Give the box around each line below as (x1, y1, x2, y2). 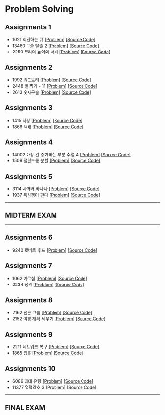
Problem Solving (5, 3, 74, 15)
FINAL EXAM (5, 403, 46, 412)
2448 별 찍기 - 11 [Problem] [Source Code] (12, 83, 98, 89)
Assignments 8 (5, 296, 53, 305)
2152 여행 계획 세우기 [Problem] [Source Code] (12, 315, 106, 322)
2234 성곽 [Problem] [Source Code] (12, 281, 84, 287)
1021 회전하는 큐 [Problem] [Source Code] (12, 37, 96, 42)
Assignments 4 (5, 138, 53, 147)
